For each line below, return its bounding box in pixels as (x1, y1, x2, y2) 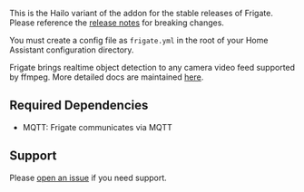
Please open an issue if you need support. (9, 172, 168, 183)
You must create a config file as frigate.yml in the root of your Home (9, 35, 269, 45)
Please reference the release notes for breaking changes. (9, 17, 225, 28)
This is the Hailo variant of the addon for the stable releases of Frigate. (9, 8, 274, 18)
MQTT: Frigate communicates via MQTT (22, 121, 172, 132)
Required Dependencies (9, 98, 149, 113)
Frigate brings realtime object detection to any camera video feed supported (9, 62, 296, 72)
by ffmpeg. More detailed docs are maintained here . (9, 72, 204, 82)
